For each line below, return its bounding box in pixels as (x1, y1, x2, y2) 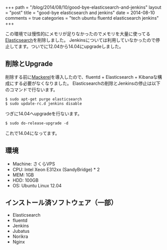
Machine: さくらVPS (12, 161, 55, 167)
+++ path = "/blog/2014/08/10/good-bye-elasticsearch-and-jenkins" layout (5, 5, 162, 10)
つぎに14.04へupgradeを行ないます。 (5, 111, 82, 117)
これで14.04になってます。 (5, 130, 60, 136)
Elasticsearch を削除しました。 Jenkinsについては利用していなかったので (5, 37, 156, 43)
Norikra (12, 233, 29, 239)
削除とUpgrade (5, 60, 53, 68)
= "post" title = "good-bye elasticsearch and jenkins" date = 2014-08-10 (5, 10, 155, 16)
